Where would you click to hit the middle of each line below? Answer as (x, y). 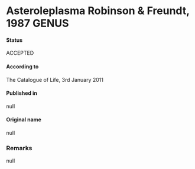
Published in (22, 93)
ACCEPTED (20, 53)
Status (14, 40)
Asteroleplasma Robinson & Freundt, (98, 11)
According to (22, 67)
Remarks (19, 148)
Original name (24, 120)
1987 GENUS (38, 23)
